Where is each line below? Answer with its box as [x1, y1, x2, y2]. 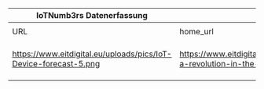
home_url [179, 27, 214, 37]
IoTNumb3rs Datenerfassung [36, 10, 148, 20]
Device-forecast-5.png [12, 59, 101, 69]
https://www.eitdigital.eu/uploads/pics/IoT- [12, 48, 172, 59]
